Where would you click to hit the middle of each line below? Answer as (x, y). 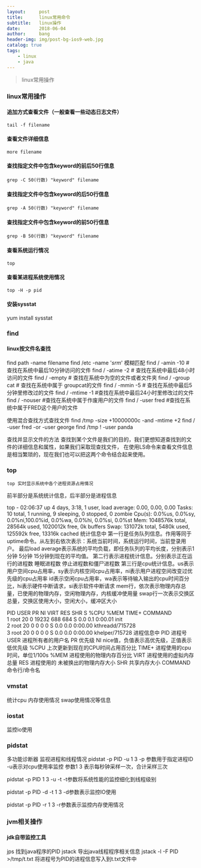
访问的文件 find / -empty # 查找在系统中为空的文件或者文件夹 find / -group (98, 378)
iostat (16, 715)
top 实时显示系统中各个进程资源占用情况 (50, 484)
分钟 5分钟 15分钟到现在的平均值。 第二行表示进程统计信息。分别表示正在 (97, 556)
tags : (13, 51)
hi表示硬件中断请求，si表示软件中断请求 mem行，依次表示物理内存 (99, 586)
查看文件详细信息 (28, 139)
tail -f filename (28, 125)
